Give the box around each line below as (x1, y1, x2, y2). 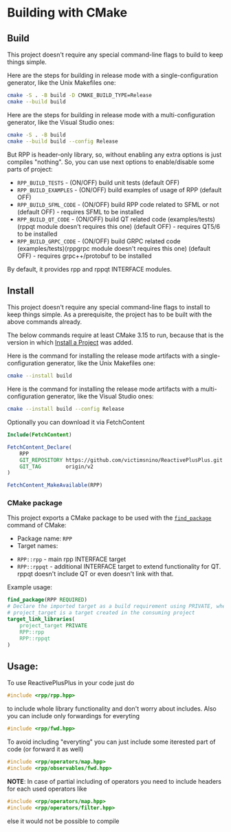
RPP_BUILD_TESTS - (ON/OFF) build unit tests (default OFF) (16, 178, 180, 187)
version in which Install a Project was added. (7, 338, 133, 347)
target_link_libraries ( (7, 616, 76, 623)
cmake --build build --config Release (7, 138, 118, 145)
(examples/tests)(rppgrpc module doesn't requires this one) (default (16, 244, 211, 252)
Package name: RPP (16, 534, 72, 542)
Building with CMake (7, 5, 128, 21)
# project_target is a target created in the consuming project (7, 609, 195, 616)
